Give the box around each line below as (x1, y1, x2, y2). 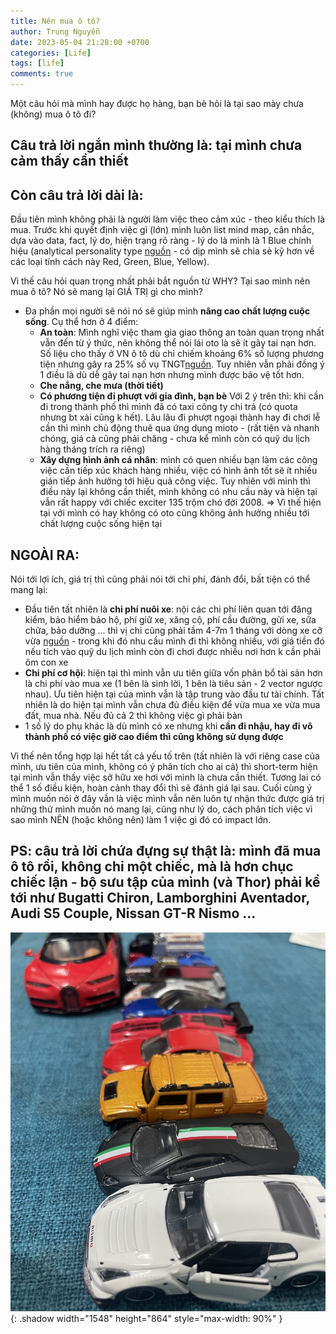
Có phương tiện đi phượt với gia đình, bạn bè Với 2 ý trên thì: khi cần (39, 390, 324, 402)
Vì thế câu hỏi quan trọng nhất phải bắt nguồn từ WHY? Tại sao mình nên (10, 275, 311, 287)
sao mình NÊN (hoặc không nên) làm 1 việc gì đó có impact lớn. (10, 814, 272, 826)
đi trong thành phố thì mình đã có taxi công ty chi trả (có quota (39, 401, 298, 413)
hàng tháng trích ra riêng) (39, 443, 146, 455)
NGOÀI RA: (10, 546, 80, 564)
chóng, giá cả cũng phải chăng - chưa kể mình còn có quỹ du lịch (39, 433, 311, 445)
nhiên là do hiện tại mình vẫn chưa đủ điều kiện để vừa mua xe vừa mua (24, 699, 321, 711)
